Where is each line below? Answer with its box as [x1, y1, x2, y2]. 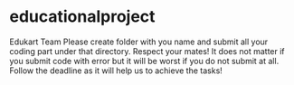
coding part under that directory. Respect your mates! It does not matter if [9, 45, 285, 56]
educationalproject [9, 6, 156, 27]
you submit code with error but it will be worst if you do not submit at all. [9, 55, 280, 66]
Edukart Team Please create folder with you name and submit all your [9, 36, 269, 47]
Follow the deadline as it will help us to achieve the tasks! [9, 65, 223, 76]
